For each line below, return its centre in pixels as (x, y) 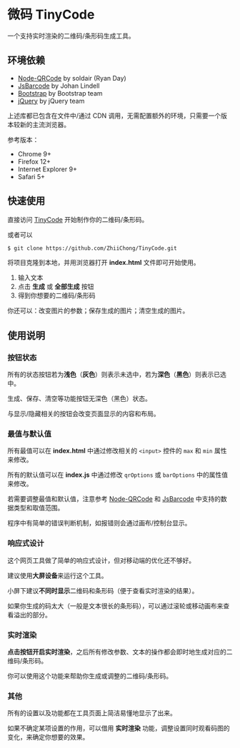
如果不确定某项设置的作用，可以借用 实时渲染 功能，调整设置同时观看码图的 (119, 728)
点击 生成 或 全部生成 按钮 (56, 287)
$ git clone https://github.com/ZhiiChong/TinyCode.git (92, 248)
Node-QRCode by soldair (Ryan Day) (72, 78)
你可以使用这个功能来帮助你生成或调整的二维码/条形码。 (90, 676)
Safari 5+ (31, 176)
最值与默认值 (30, 434)
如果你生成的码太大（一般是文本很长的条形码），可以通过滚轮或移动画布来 (115, 606)
